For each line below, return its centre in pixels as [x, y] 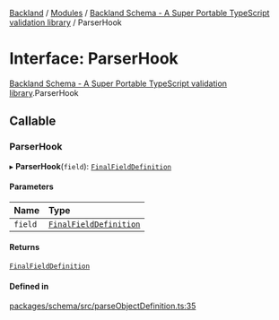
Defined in [29, 286]
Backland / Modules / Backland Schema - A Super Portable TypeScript [139, 13]
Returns [25, 247]
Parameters [31, 186]
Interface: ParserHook [94, 59]
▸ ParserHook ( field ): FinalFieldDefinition [91, 166]
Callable [33, 121]
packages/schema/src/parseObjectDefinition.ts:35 [103, 306]
